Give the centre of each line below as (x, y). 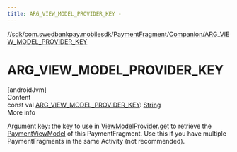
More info (22, 112)
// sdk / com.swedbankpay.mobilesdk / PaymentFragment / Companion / (106, 34)
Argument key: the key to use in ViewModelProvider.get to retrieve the (110, 126)
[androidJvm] (27, 90)
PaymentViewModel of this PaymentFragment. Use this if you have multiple (117, 133)
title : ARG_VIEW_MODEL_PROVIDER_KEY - (64, 14)
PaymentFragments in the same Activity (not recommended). (96, 141)
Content (19, 97)
